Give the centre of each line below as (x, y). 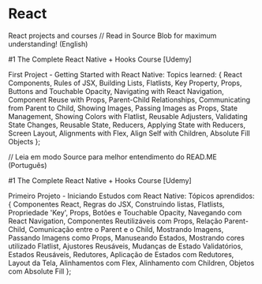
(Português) (28, 165)
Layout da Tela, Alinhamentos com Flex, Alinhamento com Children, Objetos (131, 263)
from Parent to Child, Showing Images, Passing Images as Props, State (123, 108)
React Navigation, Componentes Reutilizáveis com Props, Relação (115, 221)
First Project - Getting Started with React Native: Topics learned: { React (125, 74)
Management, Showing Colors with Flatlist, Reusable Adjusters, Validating (128, 116)
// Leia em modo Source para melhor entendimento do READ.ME (112, 157)
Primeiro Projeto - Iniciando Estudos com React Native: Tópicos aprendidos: (131, 196)
